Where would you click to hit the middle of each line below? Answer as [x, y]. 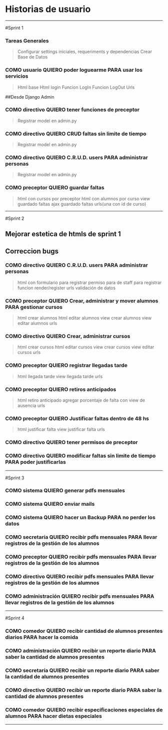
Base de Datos [32, 57]
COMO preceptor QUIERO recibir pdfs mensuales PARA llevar [81, 557]
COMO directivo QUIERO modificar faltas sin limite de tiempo [80, 456]
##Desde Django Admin [30, 97]
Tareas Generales [27, 41]
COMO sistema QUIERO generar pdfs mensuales [65, 491]
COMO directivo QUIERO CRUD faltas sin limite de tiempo [76, 134]
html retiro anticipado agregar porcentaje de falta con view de [81, 400]
